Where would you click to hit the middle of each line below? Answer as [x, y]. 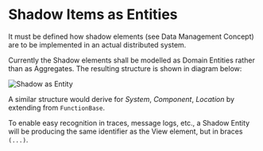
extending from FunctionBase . [57, 108]
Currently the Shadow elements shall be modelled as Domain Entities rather [132, 60]
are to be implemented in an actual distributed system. [97, 44]
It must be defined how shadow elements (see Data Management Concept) [131, 36]
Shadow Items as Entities [93, 15]
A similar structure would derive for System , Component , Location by [122, 99]
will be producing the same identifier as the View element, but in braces [126, 131]
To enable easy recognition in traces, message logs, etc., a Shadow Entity [129, 123]
